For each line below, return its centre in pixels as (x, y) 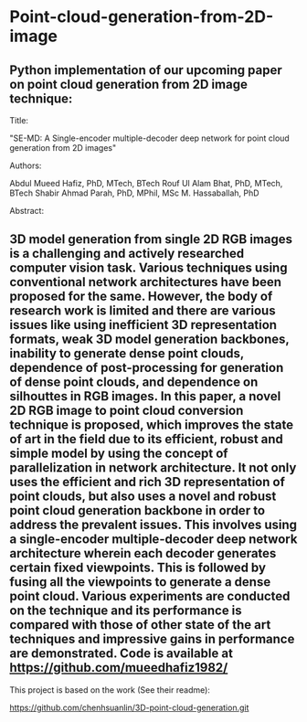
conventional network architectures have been (145, 282)
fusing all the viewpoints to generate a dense (140, 582)
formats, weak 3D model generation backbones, (149, 340)
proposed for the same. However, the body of (141, 297)
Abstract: (26, 211)
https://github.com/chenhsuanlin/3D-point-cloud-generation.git (129, 707)
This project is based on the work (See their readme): (110, 690)
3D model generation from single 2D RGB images (151, 239)
